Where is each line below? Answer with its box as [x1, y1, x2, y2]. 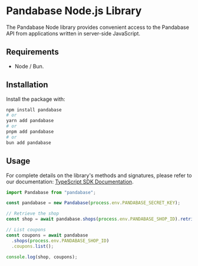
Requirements [6, 47, 59, 57]
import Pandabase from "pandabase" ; [6, 189, 96, 195]
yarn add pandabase [6, 118, 54, 124]
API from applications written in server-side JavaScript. [6, 29, 140, 37]
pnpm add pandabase [6, 129, 54, 135]
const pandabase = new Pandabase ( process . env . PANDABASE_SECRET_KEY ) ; [6, 200, 181, 206]
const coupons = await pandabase [6, 232, 88, 238]
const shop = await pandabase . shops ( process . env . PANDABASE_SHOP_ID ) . [6, 216, 181, 222]
